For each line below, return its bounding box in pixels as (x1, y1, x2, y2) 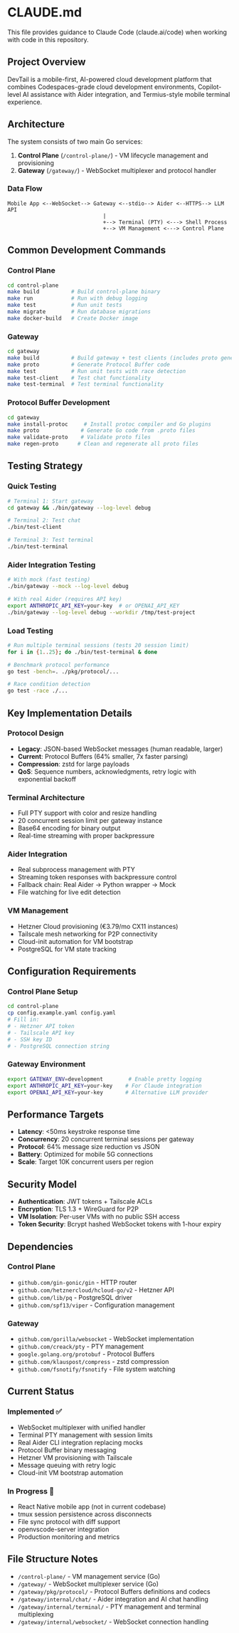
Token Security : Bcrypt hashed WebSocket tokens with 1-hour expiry (17, 1220, 222, 1229)
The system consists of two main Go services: (7, 137, 143, 146)
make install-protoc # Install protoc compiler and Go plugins (7, 421, 212, 428)
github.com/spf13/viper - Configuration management (17, 1301, 175, 1309)
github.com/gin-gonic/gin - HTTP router (17, 1278, 137, 1286)
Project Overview (7, 56, 86, 68)
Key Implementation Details (7, 707, 133, 719)
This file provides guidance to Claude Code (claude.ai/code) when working (7, 28, 228, 36)
